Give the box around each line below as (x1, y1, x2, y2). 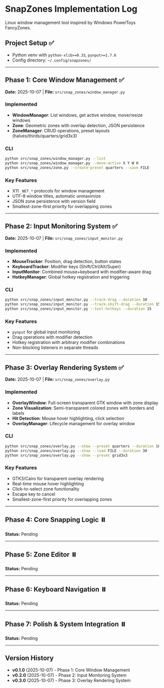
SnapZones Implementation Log (5, 3, 138, 15)
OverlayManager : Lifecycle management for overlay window (12, 420, 135, 426)
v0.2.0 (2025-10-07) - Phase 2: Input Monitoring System (12, 672, 127, 678)
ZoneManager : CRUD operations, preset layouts (12, 128, 110, 133)
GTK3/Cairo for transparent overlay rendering (12, 475, 104, 481)
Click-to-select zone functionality (12, 486, 80, 492)
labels (12, 410, 24, 416)
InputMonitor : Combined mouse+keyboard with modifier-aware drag (12, 269, 151, 275)
